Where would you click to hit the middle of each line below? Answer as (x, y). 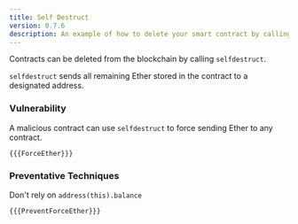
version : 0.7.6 (37, 26)
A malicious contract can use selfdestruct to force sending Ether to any (141, 127)
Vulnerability (38, 109)
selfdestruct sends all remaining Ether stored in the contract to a (129, 76)
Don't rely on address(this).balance (75, 195)
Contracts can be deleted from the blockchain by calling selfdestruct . (137, 59)
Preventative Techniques (64, 175)
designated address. (47, 86)
